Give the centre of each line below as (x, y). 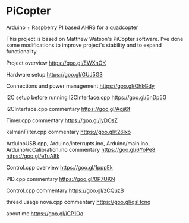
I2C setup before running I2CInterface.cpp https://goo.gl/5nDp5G (86, 97)
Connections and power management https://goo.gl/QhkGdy (81, 86)
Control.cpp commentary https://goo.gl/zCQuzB (65, 190)
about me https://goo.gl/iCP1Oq (45, 213)
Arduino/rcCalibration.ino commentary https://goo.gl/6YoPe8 (81, 149)
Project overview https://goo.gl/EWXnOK (56, 63)
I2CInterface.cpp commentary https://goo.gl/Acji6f (68, 109)
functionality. (22, 51)
